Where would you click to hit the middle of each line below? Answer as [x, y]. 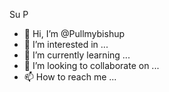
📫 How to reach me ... [70, 77]
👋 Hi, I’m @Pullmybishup [74, 33]
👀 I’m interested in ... [66, 44]
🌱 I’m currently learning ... [77, 55]
